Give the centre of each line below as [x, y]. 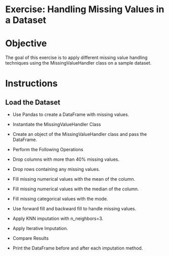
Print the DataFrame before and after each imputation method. [78, 248]
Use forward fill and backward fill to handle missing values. [74, 209]
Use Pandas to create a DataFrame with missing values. [71, 115]
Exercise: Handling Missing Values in [85, 9]
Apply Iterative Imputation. [40, 229]
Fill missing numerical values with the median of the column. [76, 189]
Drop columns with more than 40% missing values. [66, 159]
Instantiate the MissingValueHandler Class [57, 124]
